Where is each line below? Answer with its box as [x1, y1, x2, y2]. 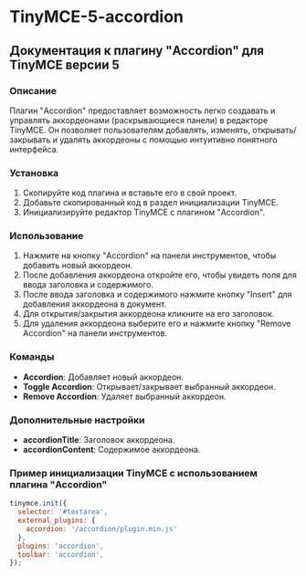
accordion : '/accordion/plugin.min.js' [26, 524, 178, 533]
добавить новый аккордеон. [22, 260, 133, 271]
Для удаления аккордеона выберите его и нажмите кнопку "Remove [22, 318, 291, 330]
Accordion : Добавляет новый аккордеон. [22, 372, 185, 382]
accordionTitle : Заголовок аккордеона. [22, 435, 175, 445]
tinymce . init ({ [9, 499, 68, 508]
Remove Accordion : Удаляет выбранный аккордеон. [22, 391, 227, 402]
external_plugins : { [17, 516, 96, 526]
